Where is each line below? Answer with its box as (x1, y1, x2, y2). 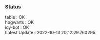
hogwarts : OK (5, 19, 34, 25)
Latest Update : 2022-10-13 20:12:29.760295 (5, 30, 96, 36)
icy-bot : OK (5, 25, 29, 30)
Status (5, 3, 21, 10)
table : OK (5, 14, 25, 20)
